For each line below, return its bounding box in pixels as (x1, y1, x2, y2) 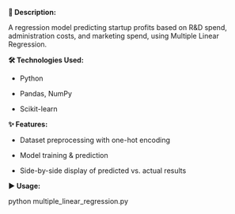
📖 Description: (8, 8, 57, 17)
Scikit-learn (19, 104, 58, 114)
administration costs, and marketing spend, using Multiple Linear (8, 32, 219, 40)
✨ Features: (8, 119, 48, 129)
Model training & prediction (19, 151, 108, 160)
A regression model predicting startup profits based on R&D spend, (8, 23, 227, 32)
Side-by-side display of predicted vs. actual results (19, 166, 187, 175)
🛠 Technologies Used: (8, 55, 85, 65)
